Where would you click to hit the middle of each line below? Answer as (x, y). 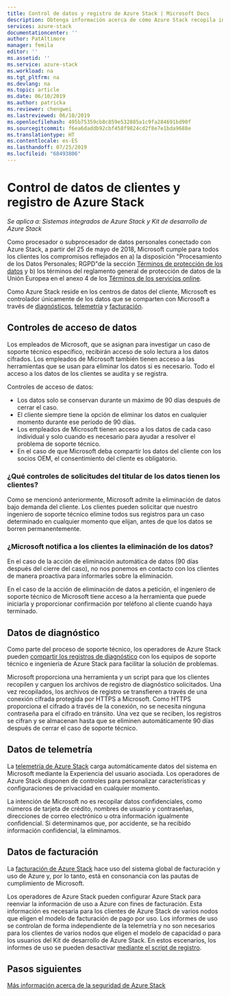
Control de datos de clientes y (94, 188)
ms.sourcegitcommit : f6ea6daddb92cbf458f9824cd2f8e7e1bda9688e (99, 128)
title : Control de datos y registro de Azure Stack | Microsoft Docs (108, 13)
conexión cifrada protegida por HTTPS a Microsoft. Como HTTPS (99, 699)
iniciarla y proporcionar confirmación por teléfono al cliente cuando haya (110, 604)
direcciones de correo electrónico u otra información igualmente (98, 816)
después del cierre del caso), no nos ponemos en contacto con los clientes (113, 569)
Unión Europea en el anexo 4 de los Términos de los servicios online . (104, 278)
